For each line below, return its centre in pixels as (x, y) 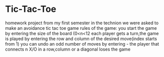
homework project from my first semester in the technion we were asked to (82, 23)
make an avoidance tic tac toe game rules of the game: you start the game (81, 28)
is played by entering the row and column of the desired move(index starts (81, 39)
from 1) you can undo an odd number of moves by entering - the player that (82, 44)
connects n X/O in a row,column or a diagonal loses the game (68, 49)
